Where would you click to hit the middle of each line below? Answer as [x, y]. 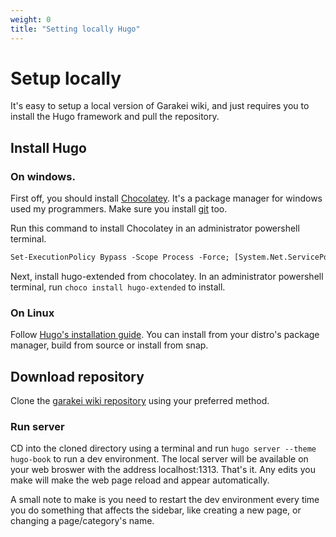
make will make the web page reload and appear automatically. [140, 480]
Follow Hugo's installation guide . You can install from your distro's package [165, 335]
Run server [37, 427]
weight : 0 [31, 19]
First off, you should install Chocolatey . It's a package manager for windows [166, 198]
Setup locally [66, 78]
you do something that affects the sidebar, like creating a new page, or [156, 510]
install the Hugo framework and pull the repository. [115, 117]
